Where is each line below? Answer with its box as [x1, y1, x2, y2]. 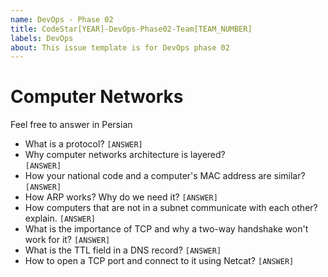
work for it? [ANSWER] [24, 234, 111, 246]
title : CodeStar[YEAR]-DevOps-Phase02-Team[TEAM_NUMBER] [10, 24, 253, 34]
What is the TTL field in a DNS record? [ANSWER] [24, 244, 222, 256]
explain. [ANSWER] [24, 212, 97, 225]
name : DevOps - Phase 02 [10, 14, 114, 25]
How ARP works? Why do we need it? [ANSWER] [24, 191, 218, 203]
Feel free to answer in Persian [10, 119, 133, 131]
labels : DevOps [10, 33, 74, 43]
